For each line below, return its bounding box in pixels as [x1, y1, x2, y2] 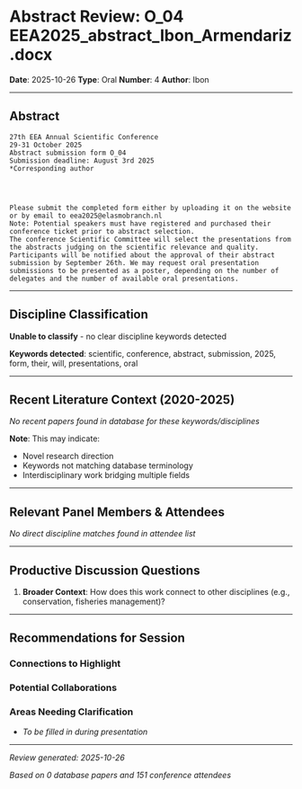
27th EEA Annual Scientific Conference [9, 132, 159, 141]
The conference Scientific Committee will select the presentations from [9, 235, 292, 244]
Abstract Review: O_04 [9, 6, 184, 27]
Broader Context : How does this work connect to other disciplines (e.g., [22, 587, 290, 597]
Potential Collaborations [9, 681, 118, 694]
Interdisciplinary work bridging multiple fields [22, 470, 191, 481]
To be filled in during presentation [22, 726, 148, 737]
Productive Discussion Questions [9, 563, 200, 578]
